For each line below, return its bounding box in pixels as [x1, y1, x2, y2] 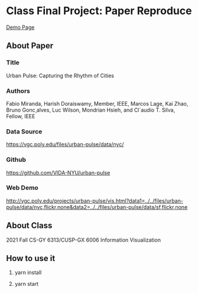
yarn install [14, 269, 42, 276]
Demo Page [6, 24, 35, 31]
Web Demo [6, 184, 38, 192]
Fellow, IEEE [6, 112, 35, 119]
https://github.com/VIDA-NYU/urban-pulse [6, 169, 111, 176]
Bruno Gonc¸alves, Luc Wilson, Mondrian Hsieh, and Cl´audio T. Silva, [6, 106, 176, 113]
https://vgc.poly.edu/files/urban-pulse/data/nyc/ [6, 141, 124, 148]
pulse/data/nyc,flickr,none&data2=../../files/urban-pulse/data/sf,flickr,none [6, 203, 188, 210]
